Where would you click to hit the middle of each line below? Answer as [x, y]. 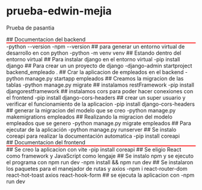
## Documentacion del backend [46, 39]
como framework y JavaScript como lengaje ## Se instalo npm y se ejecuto [100, 156]
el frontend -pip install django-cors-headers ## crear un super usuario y [96, 97]
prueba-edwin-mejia [59, 11]
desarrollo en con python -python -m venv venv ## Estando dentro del [94, 53]
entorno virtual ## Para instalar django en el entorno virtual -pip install [93, 59]
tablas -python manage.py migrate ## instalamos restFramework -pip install [100, 85]
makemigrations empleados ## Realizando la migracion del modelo [89, 117]
